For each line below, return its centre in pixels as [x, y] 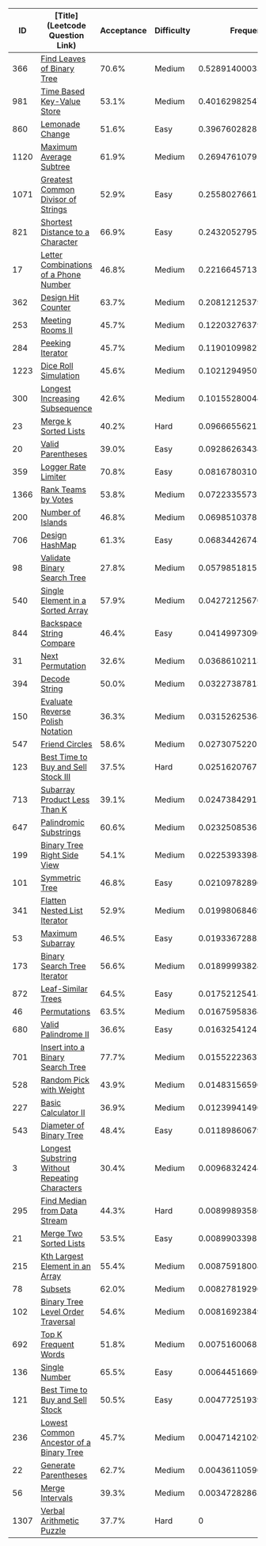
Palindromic [63, 822]
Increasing [61, 398]
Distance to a [65, 232]
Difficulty [172, 31]
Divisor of [59, 199]
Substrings [61, 832]
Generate [58, 1465]
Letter [52, 255]
